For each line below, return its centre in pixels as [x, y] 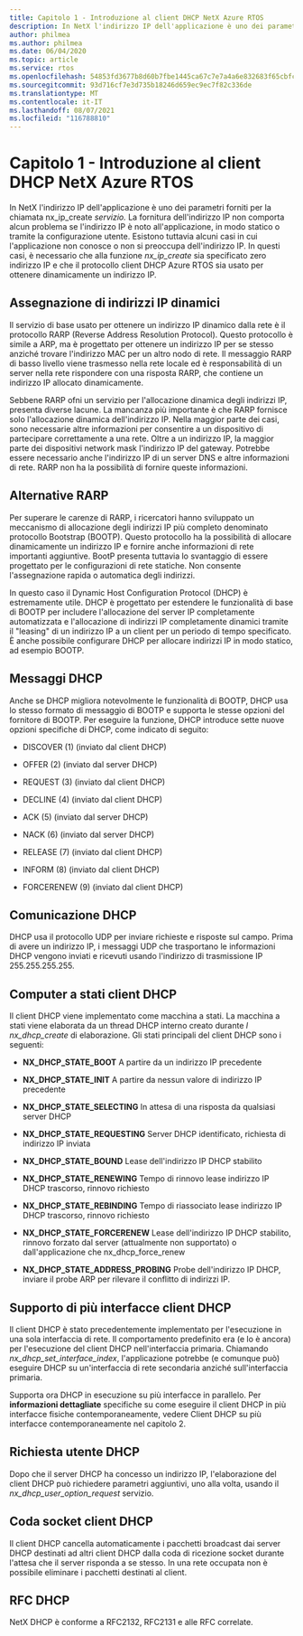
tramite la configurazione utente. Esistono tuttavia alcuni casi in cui [133, 237]
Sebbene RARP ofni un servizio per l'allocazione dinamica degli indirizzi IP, [148, 400]
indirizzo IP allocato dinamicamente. [77, 382]
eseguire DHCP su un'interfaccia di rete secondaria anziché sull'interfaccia [149, 1368]
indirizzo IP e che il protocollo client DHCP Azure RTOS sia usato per [137, 265]
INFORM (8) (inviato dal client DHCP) [91, 870]
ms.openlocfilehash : [48, 77]
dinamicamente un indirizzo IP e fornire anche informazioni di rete [132, 546]
